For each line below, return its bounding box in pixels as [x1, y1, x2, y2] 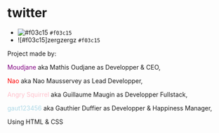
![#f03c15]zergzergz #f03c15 [17, 35, 100, 44]
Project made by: [7, 49, 57, 58]
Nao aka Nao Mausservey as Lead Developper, [7, 76, 143, 85]
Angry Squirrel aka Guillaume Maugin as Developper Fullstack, [7, 90, 188, 99]
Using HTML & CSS [7, 118, 64, 126]
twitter [7, 5, 48, 21]
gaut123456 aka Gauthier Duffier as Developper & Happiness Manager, [7, 103, 213, 112]
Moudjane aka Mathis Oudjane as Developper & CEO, [7, 63, 161, 71]
